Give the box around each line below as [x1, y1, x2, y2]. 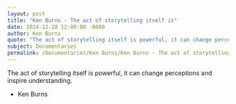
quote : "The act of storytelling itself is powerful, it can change [7, 37, 212, 44]
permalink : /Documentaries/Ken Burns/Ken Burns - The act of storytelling [7, 50, 231, 57]
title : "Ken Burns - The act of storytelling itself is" [7, 17, 178, 24]
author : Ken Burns [7, 30, 61, 37]
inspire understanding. [7, 76, 72, 84]
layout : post [7, 10, 46, 18]
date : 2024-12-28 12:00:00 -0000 [7, 23, 105, 30]
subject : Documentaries [7, 43, 77, 50]
